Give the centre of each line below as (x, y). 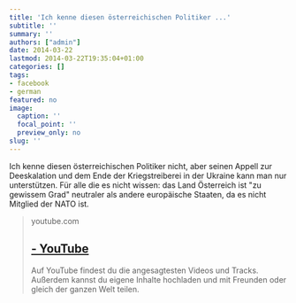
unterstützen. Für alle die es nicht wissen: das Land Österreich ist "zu (136, 185)
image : (21, 108)
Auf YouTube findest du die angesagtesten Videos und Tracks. (144, 270)
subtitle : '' (33, 26)
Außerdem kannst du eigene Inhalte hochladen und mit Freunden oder (159, 279)
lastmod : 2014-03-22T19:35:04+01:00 (76, 58)
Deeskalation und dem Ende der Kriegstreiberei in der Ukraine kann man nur (148, 175)
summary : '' (31, 34)
